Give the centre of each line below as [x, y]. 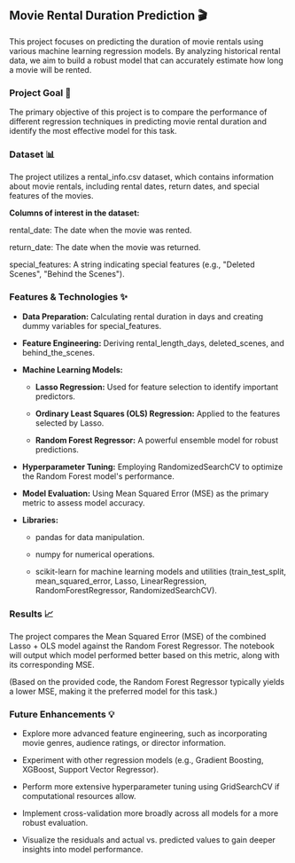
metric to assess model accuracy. [83, 502]
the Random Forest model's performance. [98, 476]
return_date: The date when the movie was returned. [105, 247]
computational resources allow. [79, 796]
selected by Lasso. [70, 423]
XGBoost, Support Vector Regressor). [90, 770]
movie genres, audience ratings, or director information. [124, 743]
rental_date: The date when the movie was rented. [101, 231]
